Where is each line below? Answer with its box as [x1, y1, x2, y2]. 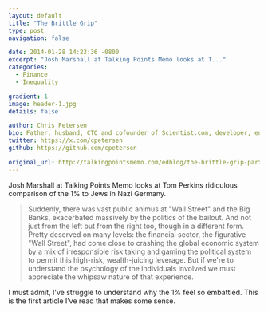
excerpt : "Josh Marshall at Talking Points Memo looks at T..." [8, 56, 227, 64]
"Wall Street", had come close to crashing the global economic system [27, 238, 259, 247]
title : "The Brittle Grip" [8, 19, 98, 27]
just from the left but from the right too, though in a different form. [27, 221, 245, 231]
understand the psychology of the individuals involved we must [27, 263, 237, 273]
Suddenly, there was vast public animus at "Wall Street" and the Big [27, 204, 250, 214]
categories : [8, 63, 48, 72]
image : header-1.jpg [8, 100, 77, 108]
